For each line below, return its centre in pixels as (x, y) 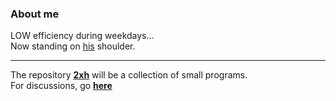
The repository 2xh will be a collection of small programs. (129, 75)
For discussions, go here (61, 86)
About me (35, 14)
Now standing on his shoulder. (73, 46)
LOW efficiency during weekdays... (82, 36)
